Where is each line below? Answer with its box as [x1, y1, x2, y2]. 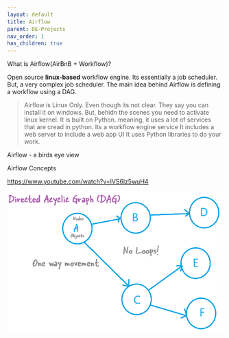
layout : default [7, 11, 53, 18]
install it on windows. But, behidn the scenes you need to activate [23, 109, 209, 117]
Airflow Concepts [7, 164, 57, 172]
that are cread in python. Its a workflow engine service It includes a [23, 123, 215, 131]
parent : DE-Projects [7, 25, 67, 32]
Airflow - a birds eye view [7, 151, 80, 159]
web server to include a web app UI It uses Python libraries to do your [23, 131, 221, 139]
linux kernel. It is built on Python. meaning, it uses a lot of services [23, 115, 211, 124]
